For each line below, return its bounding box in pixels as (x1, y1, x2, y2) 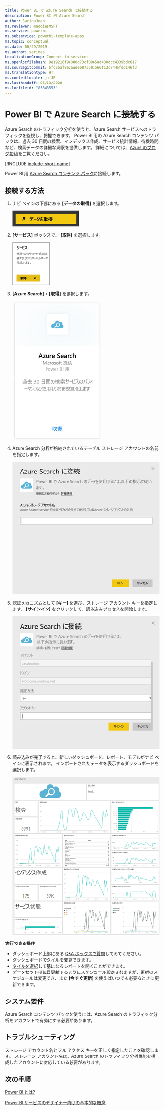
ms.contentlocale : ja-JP (5, 75, 56, 81)
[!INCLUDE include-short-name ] (5, 160, 70, 166)
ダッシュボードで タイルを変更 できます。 (12, 957, 94, 963)
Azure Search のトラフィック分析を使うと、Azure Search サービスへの (5, 126, 148, 132)
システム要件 (5, 997, 44, 1005)
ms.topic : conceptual (5, 39, 49, 44)
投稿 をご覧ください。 (9, 150, 52, 157)
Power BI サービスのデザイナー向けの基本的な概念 (5, 1099, 106, 1105)
